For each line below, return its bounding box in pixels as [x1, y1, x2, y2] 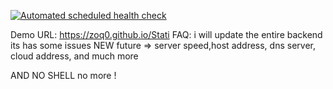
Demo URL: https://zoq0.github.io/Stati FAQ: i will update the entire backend [10, 29, 323, 40]
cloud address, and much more [10, 50, 139, 62]
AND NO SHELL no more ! [10, 70, 117, 81]
